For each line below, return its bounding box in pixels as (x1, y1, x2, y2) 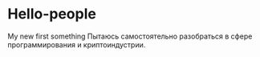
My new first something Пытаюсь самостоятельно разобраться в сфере (7, 31, 253, 41)
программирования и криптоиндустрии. (7, 39, 146, 49)
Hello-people (7, 5, 97, 23)
